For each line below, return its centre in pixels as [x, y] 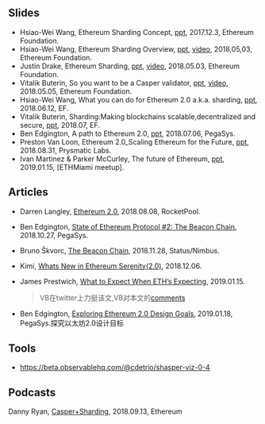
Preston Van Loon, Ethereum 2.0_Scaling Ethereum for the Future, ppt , [134, 141]
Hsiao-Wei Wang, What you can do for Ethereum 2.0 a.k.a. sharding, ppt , [138, 99]
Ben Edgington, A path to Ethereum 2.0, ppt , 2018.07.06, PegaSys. [127, 133]
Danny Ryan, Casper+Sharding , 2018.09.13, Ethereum [95, 411]
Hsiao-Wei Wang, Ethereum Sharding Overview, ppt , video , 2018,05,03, [136, 49]
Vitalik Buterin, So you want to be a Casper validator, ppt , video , [124, 83]
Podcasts [32, 392]
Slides [24, 13]
